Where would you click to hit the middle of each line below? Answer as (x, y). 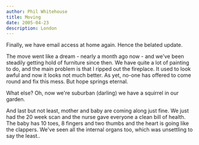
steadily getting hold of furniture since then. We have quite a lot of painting (98, 63)
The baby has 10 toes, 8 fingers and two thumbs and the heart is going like (97, 123)
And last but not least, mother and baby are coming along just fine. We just (97, 111)
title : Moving (24, 17)
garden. (16, 99)
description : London (32, 28)
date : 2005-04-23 (28, 22)
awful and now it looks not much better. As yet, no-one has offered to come (99, 75)
